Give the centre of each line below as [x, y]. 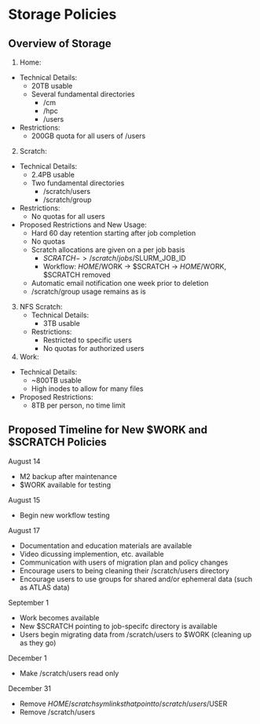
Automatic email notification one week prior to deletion [120, 283]
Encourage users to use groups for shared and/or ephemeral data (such [136, 579]
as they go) [38, 642]
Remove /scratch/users [57, 711]
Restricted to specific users [87, 340]
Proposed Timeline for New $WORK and [108, 430]
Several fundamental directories [83, 94]
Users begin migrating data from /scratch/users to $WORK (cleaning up [135, 634]
